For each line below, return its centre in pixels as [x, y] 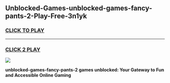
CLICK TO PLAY [25, 31]
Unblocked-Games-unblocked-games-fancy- [79, 8]
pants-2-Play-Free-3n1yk [46, 16]
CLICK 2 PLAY [23, 49]
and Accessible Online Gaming [38, 75]
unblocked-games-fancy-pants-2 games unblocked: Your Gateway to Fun [85, 69]
